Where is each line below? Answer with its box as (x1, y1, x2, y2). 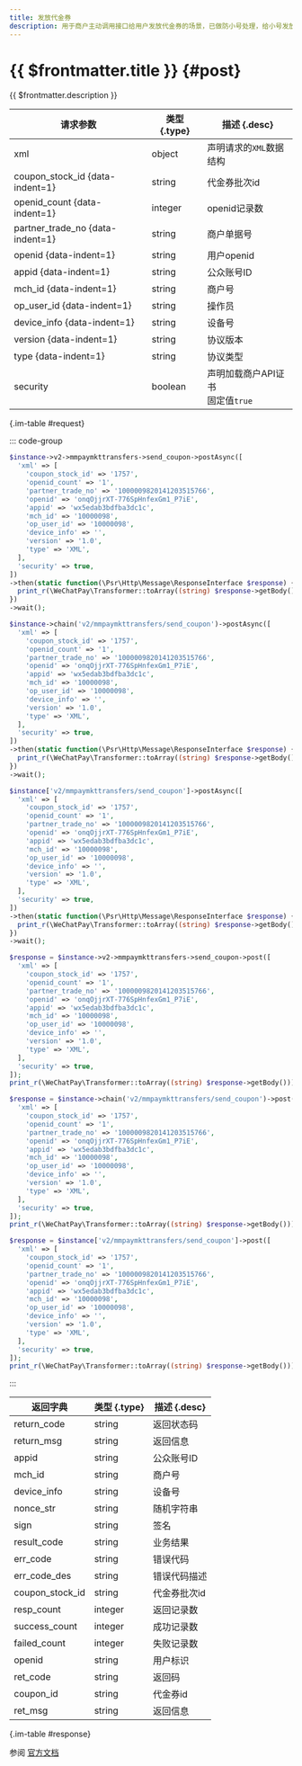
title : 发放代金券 (9, 13, 72, 22)
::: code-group (9, 435, 63, 446)
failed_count (13, 1637, 66, 1650)
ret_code (13, 1671, 51, 1683)
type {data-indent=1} (13, 350, 105, 362)
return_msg (13, 1435, 63, 1448)
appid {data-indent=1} (13, 266, 111, 279)
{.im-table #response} (9, 1728, 92, 1740)
